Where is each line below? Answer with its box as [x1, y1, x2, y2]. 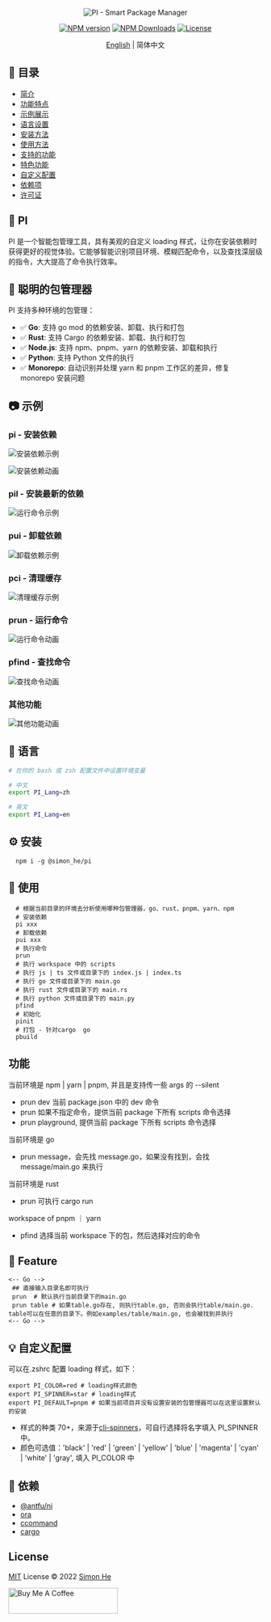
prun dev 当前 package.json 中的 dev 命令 [19, 1096, 160, 1107]
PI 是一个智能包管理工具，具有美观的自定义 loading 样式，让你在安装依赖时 [8, 236, 258, 246]
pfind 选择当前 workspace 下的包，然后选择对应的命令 [19, 1230, 201, 1240]
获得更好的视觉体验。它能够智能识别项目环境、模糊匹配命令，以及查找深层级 [8, 247, 263, 256]
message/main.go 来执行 [19, 1161, 103, 1172]
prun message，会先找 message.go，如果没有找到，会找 [19, 1151, 210, 1161]
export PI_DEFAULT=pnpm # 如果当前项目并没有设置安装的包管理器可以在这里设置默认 [8, 1399, 261, 1407]
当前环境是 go [8, 1134, 55, 1144]
